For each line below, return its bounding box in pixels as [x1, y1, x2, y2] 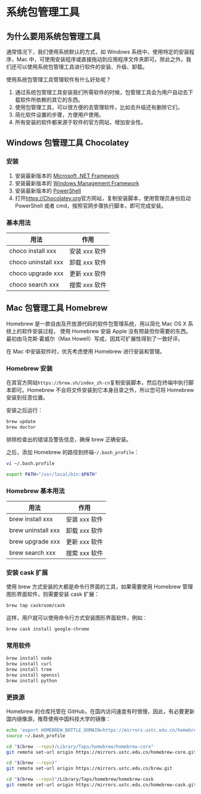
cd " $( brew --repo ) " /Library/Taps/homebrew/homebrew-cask [6, 777, 154, 783]
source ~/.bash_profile [6, 732, 66, 739]
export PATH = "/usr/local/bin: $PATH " [6, 471, 98, 477]
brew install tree [6, 666, 52, 672]
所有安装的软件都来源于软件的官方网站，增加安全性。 [14, 119, 147, 126]
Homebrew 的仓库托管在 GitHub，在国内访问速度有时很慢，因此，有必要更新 [6, 708, 195, 715]
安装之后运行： [6, 407, 43, 414]
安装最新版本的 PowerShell [14, 187, 81, 194]
